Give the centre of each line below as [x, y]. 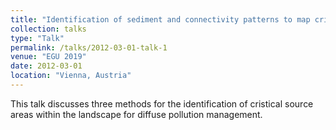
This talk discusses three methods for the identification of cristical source [162, 103]
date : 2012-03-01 [46, 66]
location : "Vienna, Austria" [71, 76]
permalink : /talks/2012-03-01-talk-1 [89, 47]
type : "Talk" [37, 38]
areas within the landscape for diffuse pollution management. [136, 114]
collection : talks [48, 29]
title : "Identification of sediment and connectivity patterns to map [160, 19]
